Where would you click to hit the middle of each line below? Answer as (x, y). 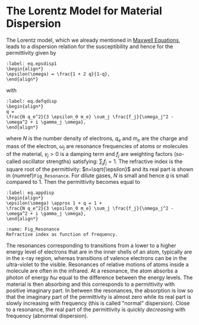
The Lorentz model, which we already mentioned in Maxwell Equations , (93, 40)
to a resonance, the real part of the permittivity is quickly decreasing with (96, 310)
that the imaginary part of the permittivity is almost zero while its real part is (99, 297)
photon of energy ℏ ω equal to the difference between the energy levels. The (99, 277)
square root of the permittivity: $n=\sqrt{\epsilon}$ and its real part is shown (100, 169)
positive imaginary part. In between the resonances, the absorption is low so (100, 290)
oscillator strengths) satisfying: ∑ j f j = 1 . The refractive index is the (102, 162)
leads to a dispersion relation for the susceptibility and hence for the (90, 46)
